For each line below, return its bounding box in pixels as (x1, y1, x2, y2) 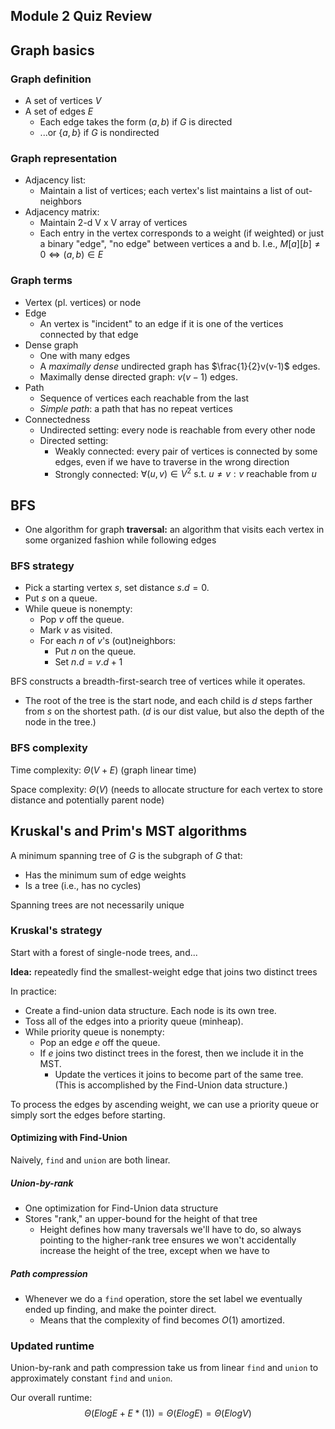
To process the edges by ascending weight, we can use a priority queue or (10, 1098, 319, 1110)
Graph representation (10, 152, 118, 165)
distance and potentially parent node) (10, 794, 165, 806)
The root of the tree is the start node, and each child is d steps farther (24, 695, 313, 707)
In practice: (10, 985, 57, 997)
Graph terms (10, 274, 73, 288)
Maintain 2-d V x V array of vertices (39, 217, 188, 229)
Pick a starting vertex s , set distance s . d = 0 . (24, 582, 210, 594)
